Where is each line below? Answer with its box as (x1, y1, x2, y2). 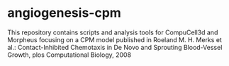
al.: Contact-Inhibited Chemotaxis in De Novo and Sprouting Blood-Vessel (7, 43, 223, 51)
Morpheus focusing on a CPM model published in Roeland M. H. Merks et (7, 35, 222, 44)
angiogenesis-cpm (7, 5, 122, 21)
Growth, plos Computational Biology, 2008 (7, 51, 132, 59)
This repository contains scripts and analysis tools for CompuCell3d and (7, 28, 218, 37)
